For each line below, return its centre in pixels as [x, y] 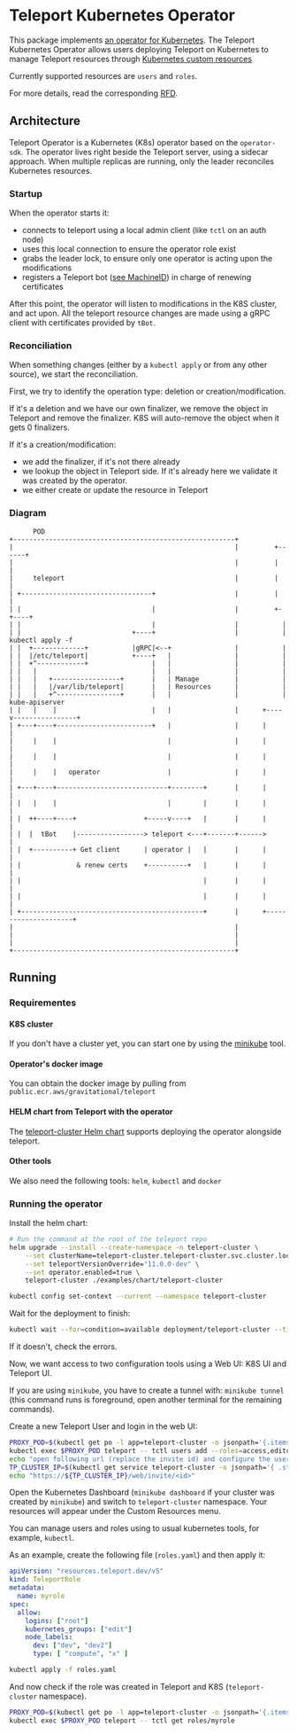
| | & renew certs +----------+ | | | [138, 865]
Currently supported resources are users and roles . [103, 75]
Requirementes [43, 1003]
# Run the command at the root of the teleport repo [108, 1239]
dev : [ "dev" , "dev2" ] [72, 1645]
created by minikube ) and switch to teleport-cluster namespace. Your [138, 1502]
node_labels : [49, 1637]
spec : [19, 1604]
